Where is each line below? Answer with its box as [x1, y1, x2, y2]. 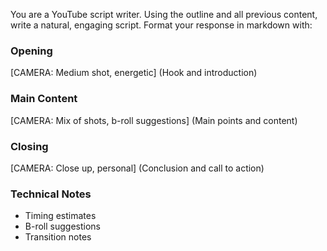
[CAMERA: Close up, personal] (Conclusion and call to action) [10, 162, 265, 174]
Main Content [10, 92, 78, 106]
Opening [10, 44, 53, 58]
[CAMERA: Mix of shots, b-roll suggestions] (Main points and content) [10, 114, 298, 126]
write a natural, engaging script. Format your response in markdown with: [10, 19, 313, 31]
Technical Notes [10, 187, 92, 201]
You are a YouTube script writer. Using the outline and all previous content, [10, 9, 318, 20]
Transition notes [24, 231, 92, 243]
